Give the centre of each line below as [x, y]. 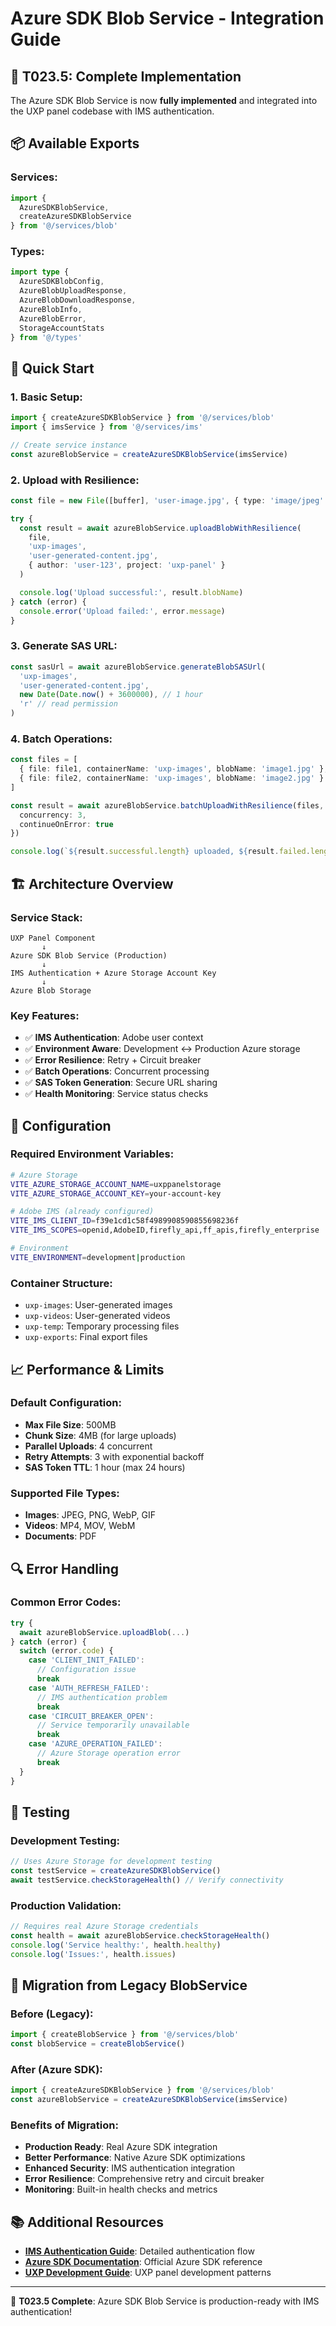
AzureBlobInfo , [51, 309]
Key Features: [45, 1015]
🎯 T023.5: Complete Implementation [126, 76]
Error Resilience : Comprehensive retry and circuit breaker [144, 2179]
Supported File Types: [65, 1493]
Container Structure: [61, 1283]
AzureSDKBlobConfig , [62, 282]
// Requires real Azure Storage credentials [104, 1927]
